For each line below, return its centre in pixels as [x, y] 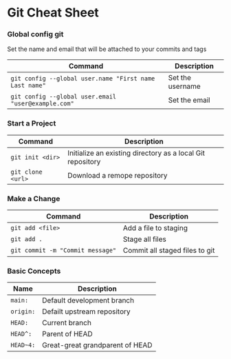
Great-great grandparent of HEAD [97, 345]
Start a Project [32, 123]
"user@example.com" [42, 104]
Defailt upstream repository [86, 311]
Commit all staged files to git [169, 251]
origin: [23, 312]
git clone [26, 172]
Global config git [35, 34]
